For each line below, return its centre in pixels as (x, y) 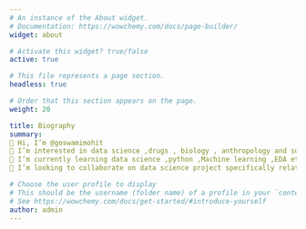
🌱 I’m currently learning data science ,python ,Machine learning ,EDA (148, 160)
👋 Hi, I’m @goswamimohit (56, 143)
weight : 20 (30, 109)
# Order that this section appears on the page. (103, 101)
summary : (26, 134)
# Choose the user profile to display (83, 184)
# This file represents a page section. (87, 76)
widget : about (36, 35)
